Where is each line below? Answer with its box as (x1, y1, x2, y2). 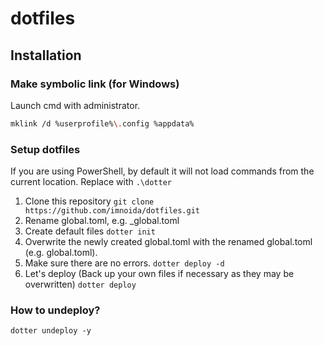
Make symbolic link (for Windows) (10, 77, 180, 91)
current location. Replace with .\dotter (10, 176, 172, 188)
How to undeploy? (10, 303, 101, 317)
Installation (10, 47, 82, 64)
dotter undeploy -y (10, 326, 92, 336)
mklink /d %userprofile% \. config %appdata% (10, 118, 195, 129)
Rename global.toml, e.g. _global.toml (24, 215, 180, 227)
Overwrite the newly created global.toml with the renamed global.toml (24, 236, 313, 248)
